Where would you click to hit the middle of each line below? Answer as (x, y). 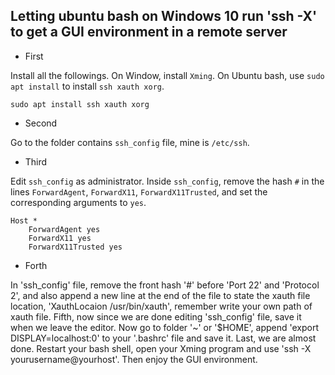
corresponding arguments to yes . (78, 202)
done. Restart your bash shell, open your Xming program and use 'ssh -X (161, 348)
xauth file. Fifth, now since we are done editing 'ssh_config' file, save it (156, 316)
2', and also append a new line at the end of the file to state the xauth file (160, 295)
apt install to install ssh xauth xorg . (87, 86)
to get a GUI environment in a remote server (149, 32)
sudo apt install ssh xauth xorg (80, 104)
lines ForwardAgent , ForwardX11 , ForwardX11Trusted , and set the (139, 191)
